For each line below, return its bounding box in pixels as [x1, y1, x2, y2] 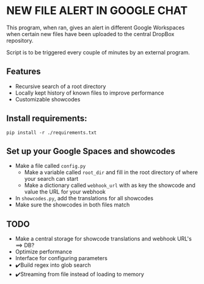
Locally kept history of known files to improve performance [15, 89, 164, 96]
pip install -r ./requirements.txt [6, 129, 97, 136]
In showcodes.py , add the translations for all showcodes [15, 195, 154, 202]
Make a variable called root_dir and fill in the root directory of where [24, 169, 199, 176]
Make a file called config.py [15, 162, 86, 170]
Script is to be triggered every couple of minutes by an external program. [6, 48, 191, 56]
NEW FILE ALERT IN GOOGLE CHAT [6, 4, 188, 18]
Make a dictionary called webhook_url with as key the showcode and [24, 181, 195, 189]
